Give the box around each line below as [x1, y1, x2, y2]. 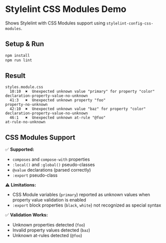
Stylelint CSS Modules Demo [5, 3, 127, 15]
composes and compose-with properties [12, 156, 90, 163]
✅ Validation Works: [5, 212, 48, 218]
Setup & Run [5, 40, 44, 48]
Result [5, 71, 26, 80]
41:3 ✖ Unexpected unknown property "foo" [9, 98, 106, 103]
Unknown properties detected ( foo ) [12, 222, 86, 228]
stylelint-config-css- [106, 21, 154, 26]
